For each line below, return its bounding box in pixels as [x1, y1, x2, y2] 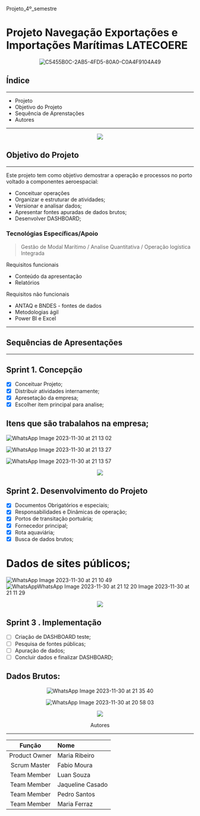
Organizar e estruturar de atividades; [14, 196, 105, 203]
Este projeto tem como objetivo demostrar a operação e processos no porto [6, 171, 192, 178]
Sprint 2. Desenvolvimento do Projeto [6, 486, 148, 496]
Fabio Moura [57, 761, 93, 769]
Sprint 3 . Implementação [6, 617, 102, 628]
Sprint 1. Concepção [6, 365, 83, 375]
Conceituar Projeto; [14, 381, 63, 388]
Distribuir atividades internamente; [14, 387, 100, 394]
